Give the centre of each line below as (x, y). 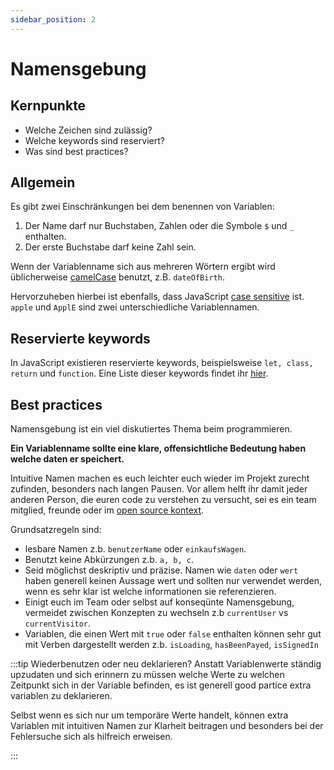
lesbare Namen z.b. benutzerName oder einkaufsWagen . (135, 549)
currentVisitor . (58, 623)
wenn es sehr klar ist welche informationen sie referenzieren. (150, 592)
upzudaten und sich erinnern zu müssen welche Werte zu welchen (147, 675)
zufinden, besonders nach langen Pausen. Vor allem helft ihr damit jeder (159, 489)
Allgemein (43, 182)
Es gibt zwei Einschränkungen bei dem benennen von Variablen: (142, 207)
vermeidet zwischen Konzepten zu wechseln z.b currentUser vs (156, 613)
